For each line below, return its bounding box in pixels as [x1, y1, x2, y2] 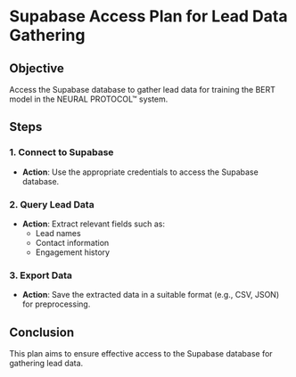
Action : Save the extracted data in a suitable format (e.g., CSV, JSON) [21, 290, 280, 300]
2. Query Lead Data [9, 198, 95, 210]
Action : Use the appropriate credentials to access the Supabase [21, 167, 259, 177]
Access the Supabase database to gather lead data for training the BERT [9, 85, 276, 94]
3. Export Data [9, 269, 73, 282]
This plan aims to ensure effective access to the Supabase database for [9, 348, 274, 359]
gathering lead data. [9, 358, 84, 369]
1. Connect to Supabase [9, 146, 114, 159]
